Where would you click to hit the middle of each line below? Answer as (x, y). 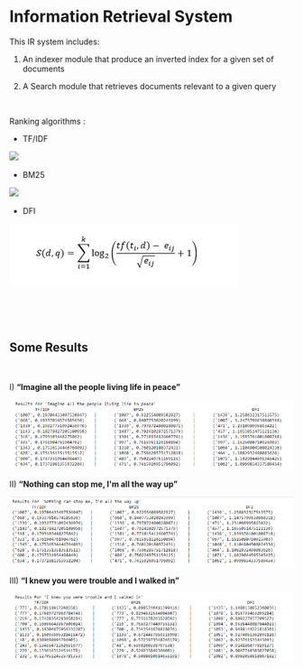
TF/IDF (35, 138)
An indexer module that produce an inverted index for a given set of (148, 59)
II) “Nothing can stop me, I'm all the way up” (94, 484)
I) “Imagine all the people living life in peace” (95, 386)
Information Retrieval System (121, 17)
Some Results (49, 348)
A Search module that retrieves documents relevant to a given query (149, 86)
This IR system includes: (55, 42)
